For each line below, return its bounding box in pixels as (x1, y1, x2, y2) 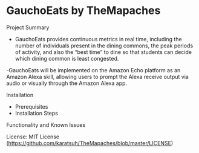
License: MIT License (6, 133, 59, 140)
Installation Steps (15, 109, 59, 117)
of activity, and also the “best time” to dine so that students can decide (15, 48, 192, 55)
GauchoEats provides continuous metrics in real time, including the (15, 35, 183, 42)
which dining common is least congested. (15, 55, 119, 62)
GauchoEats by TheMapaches (6, 4, 161, 18)
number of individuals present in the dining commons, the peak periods (15, 42, 194, 49)
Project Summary (6, 24, 50, 31)
